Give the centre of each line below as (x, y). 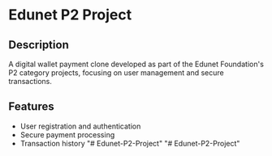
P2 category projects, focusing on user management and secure (117, 73)
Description (39, 45)
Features (31, 107)
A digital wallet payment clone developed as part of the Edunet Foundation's (136, 64)
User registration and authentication (80, 126)
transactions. (30, 81)
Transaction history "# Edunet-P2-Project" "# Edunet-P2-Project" (130, 143)
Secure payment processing (67, 134)
